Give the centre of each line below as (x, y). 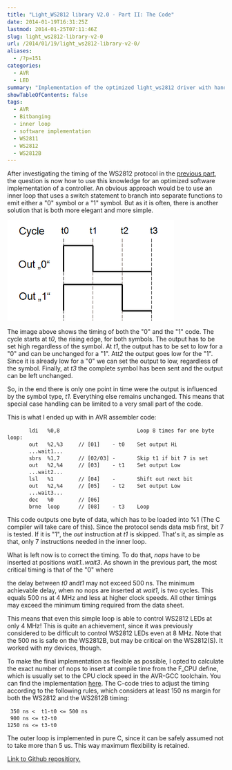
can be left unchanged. (40, 376)
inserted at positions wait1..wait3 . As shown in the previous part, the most (112, 563)
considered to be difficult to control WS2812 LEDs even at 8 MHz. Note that (114, 633)
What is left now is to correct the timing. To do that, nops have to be (104, 555)
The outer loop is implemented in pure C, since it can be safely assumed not (116, 738)
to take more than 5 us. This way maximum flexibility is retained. (98, 746)
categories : (24, 66)
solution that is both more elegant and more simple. (80, 210)
